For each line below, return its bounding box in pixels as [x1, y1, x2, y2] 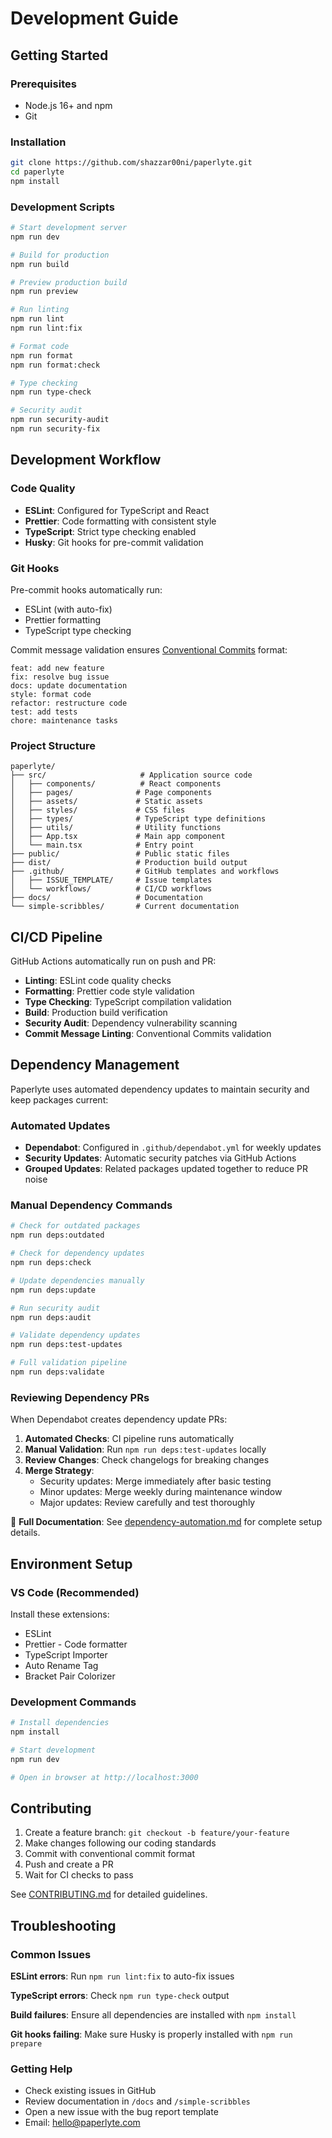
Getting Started [10, 47, 109, 64]
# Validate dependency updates [10, 1330, 141, 1341]
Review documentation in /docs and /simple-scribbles [24, 2095, 251, 2107]
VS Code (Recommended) [10, 1585, 140, 1599]
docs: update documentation [10, 680, 128, 691]
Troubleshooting [10, 1917, 117, 1934]
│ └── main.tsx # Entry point [10, 840, 195, 851]
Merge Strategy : [24, 1465, 95, 1477]
